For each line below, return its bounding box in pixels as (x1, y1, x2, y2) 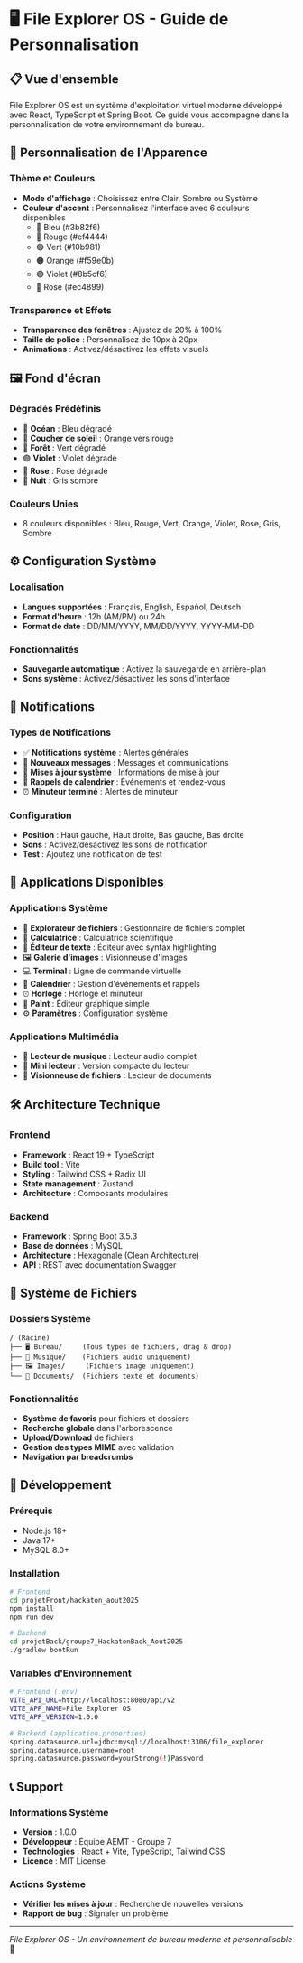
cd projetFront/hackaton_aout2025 (9, 1596, 140, 1605)
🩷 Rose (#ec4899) (35, 281, 105, 292)
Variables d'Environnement (9, 1667, 133, 1679)
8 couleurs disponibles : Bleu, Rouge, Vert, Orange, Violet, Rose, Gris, (22, 517, 281, 528)
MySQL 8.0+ (22, 1544, 70, 1555)
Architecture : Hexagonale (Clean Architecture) (22, 1250, 200, 1261)
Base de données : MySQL (22, 1240, 124, 1251)
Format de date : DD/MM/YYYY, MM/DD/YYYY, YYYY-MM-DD (22, 620, 255, 631)
